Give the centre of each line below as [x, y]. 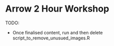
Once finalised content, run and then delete [58, 32]
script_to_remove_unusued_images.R [51, 38]
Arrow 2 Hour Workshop [57, 9]
